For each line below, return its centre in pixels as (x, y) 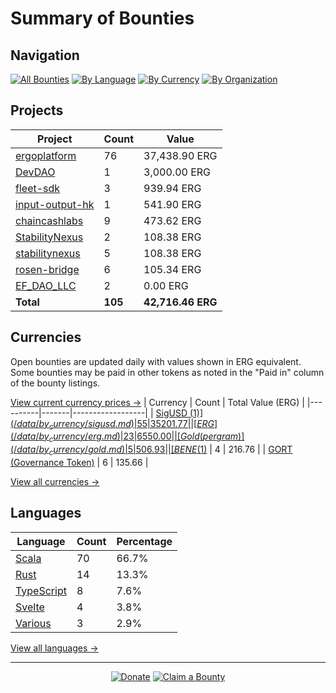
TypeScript (41, 590)
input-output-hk (55, 204)
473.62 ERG (172, 220)
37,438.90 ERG (180, 155)
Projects (37, 110)
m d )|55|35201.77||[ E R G (166, 423)
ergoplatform (46, 155)
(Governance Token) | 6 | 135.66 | (79, 463)
